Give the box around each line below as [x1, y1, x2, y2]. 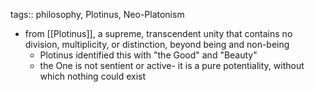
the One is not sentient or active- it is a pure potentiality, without [39, 60, 305, 71]
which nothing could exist [39, 70, 147, 82]
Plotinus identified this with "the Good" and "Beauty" [39, 49, 258, 61]
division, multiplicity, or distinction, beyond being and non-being [24, 39, 290, 50]
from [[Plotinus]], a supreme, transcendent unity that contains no [24, 28, 293, 39]
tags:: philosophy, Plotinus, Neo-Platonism [10, 9, 185, 20]
